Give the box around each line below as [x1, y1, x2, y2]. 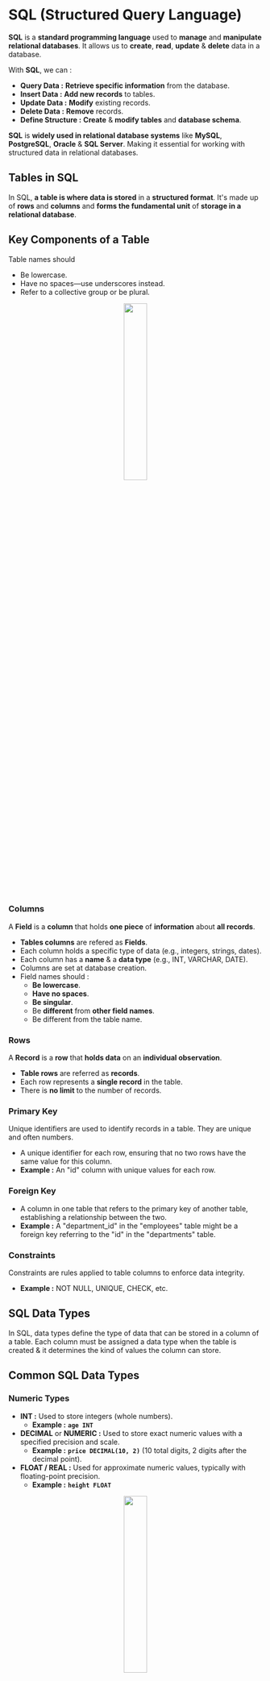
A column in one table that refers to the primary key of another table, [19, 1203, 248, 1214]
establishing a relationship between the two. [19, 1212, 168, 1222]
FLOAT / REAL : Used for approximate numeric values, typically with [19, 1463, 246, 1472]
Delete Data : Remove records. [19, 106, 124, 116]
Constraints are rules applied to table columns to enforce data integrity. [8, 1268, 245, 1278]
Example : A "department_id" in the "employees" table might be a [19, 1221, 239, 1231]
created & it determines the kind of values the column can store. [8, 1345, 222, 1355]
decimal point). [31, 1454, 82, 1463]
